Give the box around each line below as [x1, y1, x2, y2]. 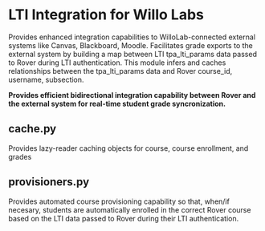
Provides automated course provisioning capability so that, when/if [8, 197, 230, 206]
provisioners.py [8, 175, 90, 189]
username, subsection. [8, 75, 84, 84]
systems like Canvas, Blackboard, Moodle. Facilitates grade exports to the [8, 40, 253, 50]
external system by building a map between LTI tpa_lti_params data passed [8, 49, 257, 59]
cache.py [8, 122, 57, 136]
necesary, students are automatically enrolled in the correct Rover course [8, 205, 251, 214]
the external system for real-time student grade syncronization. [8, 99, 226, 108]
